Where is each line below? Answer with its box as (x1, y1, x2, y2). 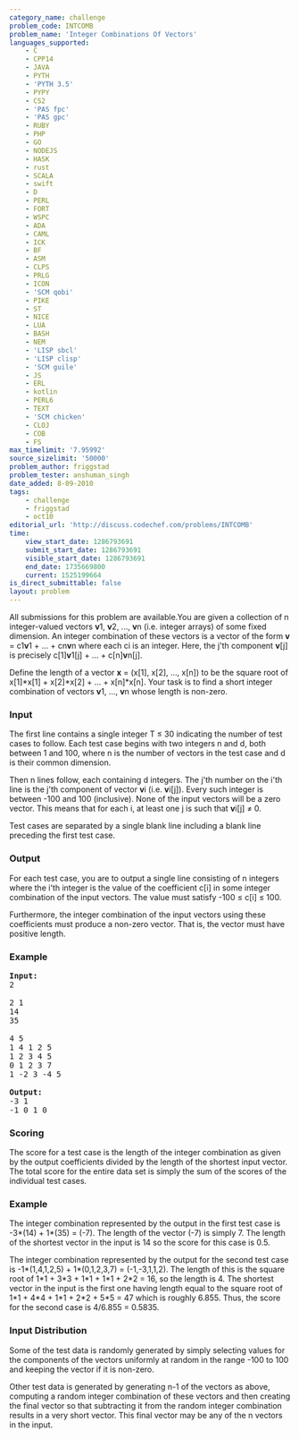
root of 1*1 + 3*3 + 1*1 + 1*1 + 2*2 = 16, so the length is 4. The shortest (9, 1273, 274, 1284)
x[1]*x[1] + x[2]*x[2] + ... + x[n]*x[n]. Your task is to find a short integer (9, 677, 273, 687)
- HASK (25, 154, 50, 164)
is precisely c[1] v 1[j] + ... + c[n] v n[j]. (9, 650, 143, 660)
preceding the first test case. (9, 830, 116, 841)
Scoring (9, 1127, 45, 1139)
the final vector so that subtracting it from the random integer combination (9, 1400, 283, 1410)
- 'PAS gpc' (25, 113, 70, 122)
